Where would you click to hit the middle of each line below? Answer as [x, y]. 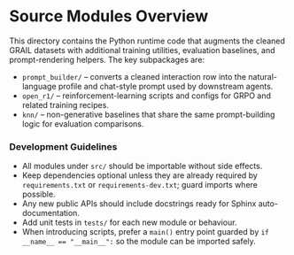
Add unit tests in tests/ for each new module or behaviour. [129, 222]
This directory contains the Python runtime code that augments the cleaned [147, 41]
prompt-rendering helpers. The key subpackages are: [107, 59]
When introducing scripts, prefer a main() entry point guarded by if [146, 232]
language [39, 86]
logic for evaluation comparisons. [83, 124]
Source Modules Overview [109, 16]
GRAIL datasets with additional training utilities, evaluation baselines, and [142, 50]
